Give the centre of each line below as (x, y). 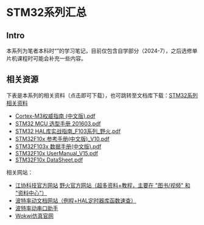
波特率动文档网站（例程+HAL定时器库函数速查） (76, 200)
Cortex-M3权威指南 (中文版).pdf (55, 116)
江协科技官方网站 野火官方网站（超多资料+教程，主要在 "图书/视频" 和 (103, 185)
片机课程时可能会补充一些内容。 (46, 58)
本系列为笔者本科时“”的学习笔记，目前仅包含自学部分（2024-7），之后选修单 (102, 51)
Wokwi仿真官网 (34, 216)
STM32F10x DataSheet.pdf (49, 160)
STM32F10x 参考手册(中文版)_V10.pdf (62, 138)
